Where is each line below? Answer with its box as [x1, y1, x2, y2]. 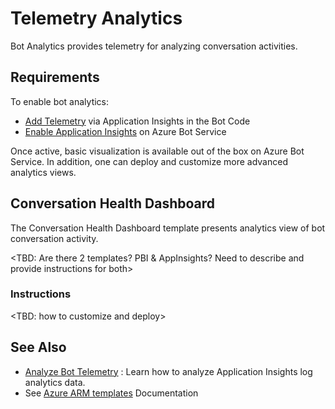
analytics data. [24, 376, 86, 388]
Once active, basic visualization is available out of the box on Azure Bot [10, 145, 305, 157]
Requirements [10, 69, 100, 86]
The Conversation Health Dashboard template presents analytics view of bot [10, 222, 326, 234]
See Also [10, 339, 67, 356]
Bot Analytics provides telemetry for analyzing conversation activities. [10, 40, 298, 52]
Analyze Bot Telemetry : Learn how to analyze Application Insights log [24, 365, 313, 377]
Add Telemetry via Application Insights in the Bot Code [24, 115, 251, 127]
